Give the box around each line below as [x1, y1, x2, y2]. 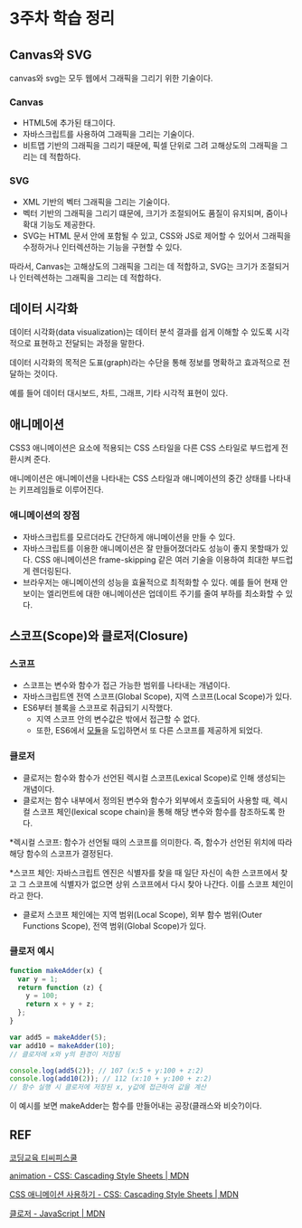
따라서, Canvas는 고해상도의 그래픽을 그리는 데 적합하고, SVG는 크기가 [9, 260, 259, 271]
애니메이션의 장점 [9, 509, 80, 522]
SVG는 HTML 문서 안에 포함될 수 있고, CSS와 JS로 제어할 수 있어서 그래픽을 [22, 230, 291, 241]
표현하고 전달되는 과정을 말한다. [33, 338, 145, 349]
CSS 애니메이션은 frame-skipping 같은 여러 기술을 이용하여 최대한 [34, 553, 269, 565]
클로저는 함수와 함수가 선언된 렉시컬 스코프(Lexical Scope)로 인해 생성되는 [22, 772, 287, 783]
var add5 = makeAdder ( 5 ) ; [9, 1033, 107, 1042]
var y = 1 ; [17, 974, 59, 984]
